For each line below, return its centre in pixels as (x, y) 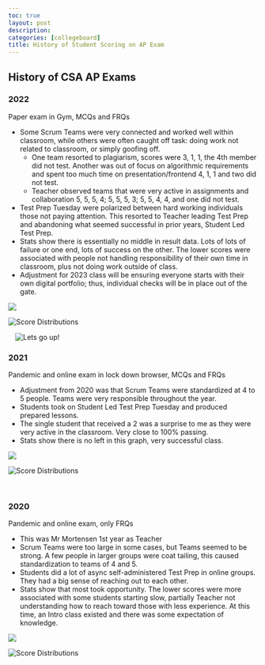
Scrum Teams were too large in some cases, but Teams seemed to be (133, 547)
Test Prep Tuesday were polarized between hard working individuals (131, 207)
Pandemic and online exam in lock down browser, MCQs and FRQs (117, 375)
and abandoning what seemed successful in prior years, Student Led (132, 224)
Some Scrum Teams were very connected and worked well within (126, 132)
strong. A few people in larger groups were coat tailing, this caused (129, 556)
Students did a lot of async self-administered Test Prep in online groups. (137, 572)
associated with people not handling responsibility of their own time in (134, 258)
